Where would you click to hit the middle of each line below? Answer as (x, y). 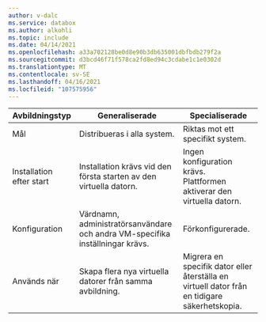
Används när (36, 282)
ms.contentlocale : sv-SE (49, 74)
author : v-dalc (33, 15)
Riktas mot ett (209, 129)
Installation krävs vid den (125, 167)
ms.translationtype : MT (47, 67)
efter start (30, 181)
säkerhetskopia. (213, 306)
